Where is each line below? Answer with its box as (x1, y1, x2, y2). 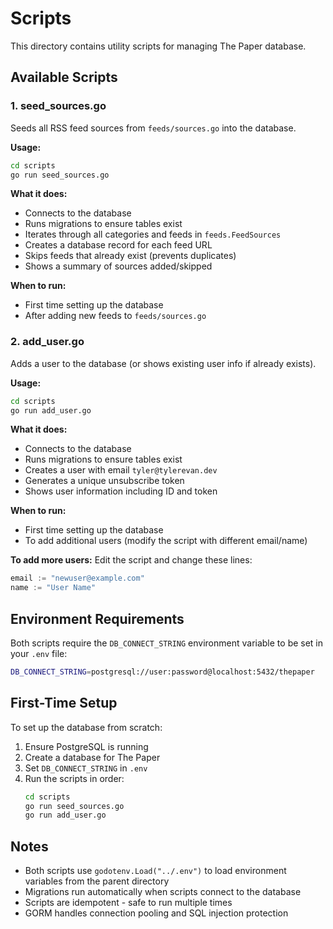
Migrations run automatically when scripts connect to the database (24, 886, 302, 898)
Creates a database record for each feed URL (24, 239, 213, 251)
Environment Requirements (10, 610, 185, 627)
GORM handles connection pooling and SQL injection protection (24, 907, 289, 919)
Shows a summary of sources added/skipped (24, 260, 213, 272)
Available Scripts (10, 69, 118, 86)
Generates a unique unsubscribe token (24, 475, 185, 487)
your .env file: (10, 647, 68, 659)
